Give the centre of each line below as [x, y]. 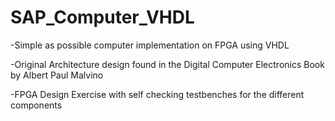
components [36, 105]
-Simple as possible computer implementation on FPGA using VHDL [150, 45]
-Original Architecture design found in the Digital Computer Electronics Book [167, 64]
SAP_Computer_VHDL [102, 17]
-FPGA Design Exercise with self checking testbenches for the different [157, 94]
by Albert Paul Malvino [57, 75]
